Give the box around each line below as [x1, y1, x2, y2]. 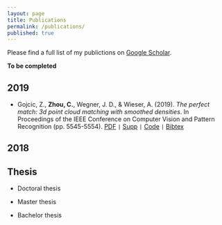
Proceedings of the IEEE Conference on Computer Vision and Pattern [17, 115, 215, 123]
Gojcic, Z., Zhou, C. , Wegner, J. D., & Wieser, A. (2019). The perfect [17, 100, 210, 109]
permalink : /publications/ [7, 23, 85, 30]
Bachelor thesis [17, 211, 62, 219]
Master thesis [17, 198, 57, 206]
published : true [7, 29, 54, 37]
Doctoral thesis [17, 184, 61, 192]
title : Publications [7, 17, 67, 24]
